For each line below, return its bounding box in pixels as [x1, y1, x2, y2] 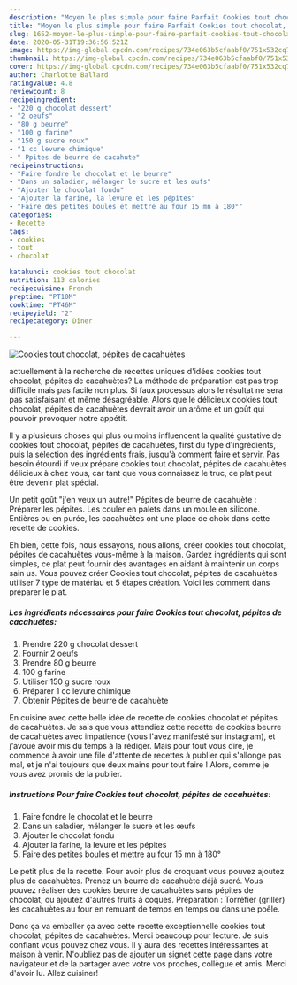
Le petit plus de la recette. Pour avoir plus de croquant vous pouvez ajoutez [9, 866, 285, 877]
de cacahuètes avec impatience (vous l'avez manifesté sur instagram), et [9, 731, 276, 742]
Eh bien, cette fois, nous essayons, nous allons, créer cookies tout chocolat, [9, 540, 286, 550]
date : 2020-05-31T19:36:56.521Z [9, 37, 128, 47]
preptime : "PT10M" [9, 292, 77, 301]
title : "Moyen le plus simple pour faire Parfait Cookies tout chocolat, [9, 21, 287, 30]
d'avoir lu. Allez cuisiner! [9, 968, 99, 979]
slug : [9, 29, 29, 38]
